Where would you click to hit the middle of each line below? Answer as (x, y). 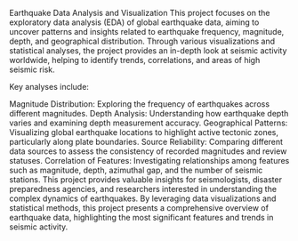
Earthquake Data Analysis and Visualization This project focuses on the (140, 13)
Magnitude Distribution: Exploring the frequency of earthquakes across (139, 104)
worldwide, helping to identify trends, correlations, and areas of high (135, 60)
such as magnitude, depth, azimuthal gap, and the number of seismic (136, 170)
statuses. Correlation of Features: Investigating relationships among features (149, 161)
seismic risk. (32, 69)
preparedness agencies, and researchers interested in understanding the (143, 189)
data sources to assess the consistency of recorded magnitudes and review (148, 151)
